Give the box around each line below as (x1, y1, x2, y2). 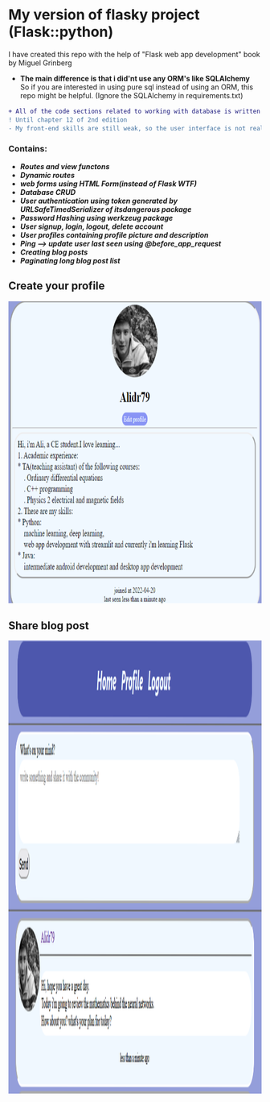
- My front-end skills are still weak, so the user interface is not (8, 124, 247, 132)
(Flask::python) (8, 23, 114, 41)
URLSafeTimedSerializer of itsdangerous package (19, 204, 192, 214)
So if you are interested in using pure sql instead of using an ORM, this (19, 82, 254, 92)
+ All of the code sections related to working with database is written (8, 107, 261, 115)
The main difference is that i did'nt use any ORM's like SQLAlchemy (19, 73, 251, 83)
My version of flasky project (8, 6, 200, 24)
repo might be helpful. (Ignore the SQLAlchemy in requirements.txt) (19, 90, 243, 100)
